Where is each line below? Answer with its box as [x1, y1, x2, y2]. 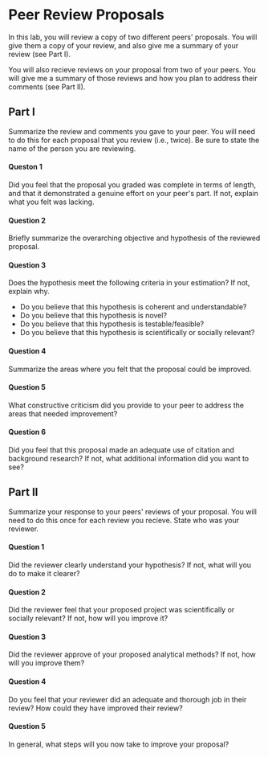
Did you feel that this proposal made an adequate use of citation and [8, 444, 235, 455]
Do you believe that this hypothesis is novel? [19, 311, 167, 321]
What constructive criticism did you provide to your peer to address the [8, 400, 245, 410]
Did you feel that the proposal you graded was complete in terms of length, [8, 179, 257, 190]
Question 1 [8, 542, 45, 552]
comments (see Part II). [8, 82, 86, 92]
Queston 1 [8, 162, 43, 172]
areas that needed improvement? [8, 408, 118, 419]
